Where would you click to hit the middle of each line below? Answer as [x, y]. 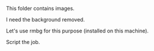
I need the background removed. [45, 19]
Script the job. [23, 42]
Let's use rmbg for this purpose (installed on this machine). [78, 31]
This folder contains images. [40, 8]
